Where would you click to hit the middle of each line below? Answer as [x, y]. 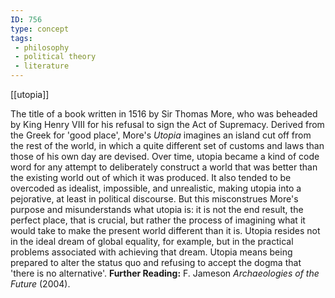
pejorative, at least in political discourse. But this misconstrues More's [154, 199]
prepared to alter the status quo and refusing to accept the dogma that [156, 262]
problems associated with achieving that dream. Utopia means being [151, 252]
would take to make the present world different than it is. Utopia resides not [165, 230]
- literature [42, 66]
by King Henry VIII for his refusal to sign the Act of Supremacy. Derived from [167, 124]
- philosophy [42, 47]
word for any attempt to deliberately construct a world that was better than [164, 167]
